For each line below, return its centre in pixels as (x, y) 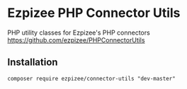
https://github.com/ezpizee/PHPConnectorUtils (76, 40)
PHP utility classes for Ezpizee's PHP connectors (79, 32)
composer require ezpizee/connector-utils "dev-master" (91, 78)
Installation (33, 63)
